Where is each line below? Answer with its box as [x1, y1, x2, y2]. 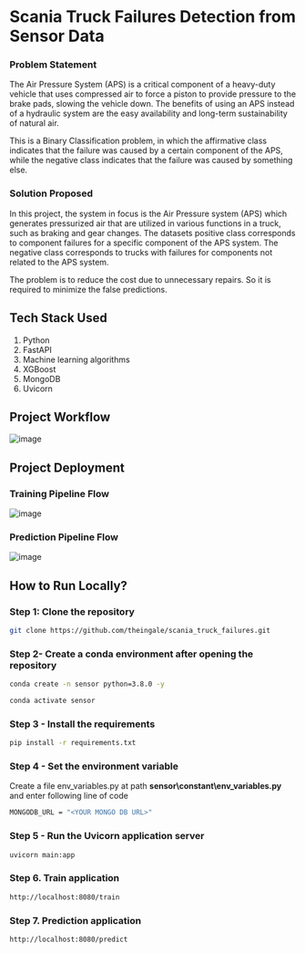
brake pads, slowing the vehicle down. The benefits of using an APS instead [9, 98, 295, 109]
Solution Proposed [9, 187, 94, 200]
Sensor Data [9, 26, 105, 47]
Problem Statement [9, 58, 97, 71]
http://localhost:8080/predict [9, 935, 128, 944]
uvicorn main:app [9, 850, 76, 859]
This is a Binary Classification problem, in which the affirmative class [9, 135, 267, 147]
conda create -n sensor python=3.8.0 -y [9, 679, 166, 689]
